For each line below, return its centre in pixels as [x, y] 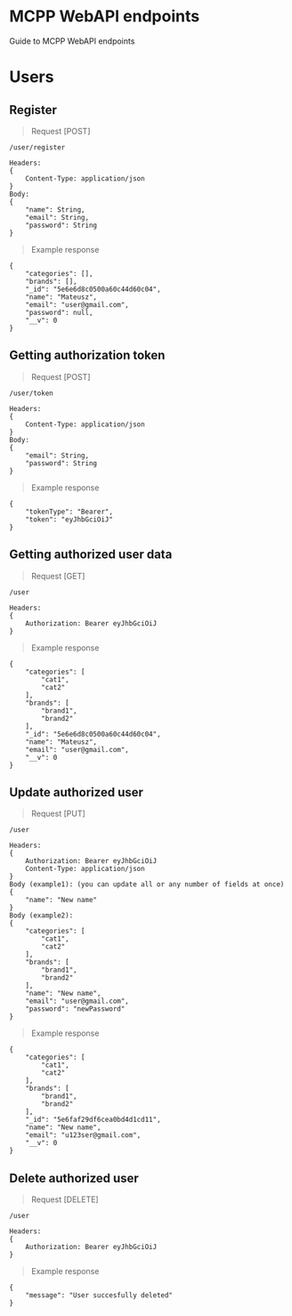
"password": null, [59, 312]
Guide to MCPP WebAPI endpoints [72, 41]
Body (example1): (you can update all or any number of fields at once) [147, 884]
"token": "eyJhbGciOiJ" [69, 519]
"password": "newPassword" [75, 1009]
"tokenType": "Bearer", [69, 512]
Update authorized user [77, 792]
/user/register [37, 147]
